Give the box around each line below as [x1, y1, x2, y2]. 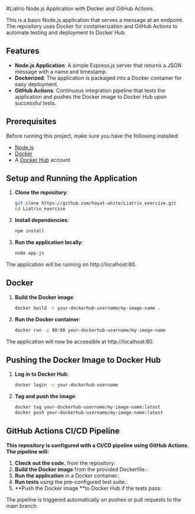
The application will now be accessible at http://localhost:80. [6, 338, 154, 345]
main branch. [6, 502, 38, 509]
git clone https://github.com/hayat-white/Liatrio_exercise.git [14, 200, 177, 206]
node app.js [14, 251, 44, 256]
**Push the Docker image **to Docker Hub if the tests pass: [14, 484, 162, 492]
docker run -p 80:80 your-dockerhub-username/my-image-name [14, 327, 166, 333]
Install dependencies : [14, 217, 69, 224]
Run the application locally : [14, 239, 83, 246]
